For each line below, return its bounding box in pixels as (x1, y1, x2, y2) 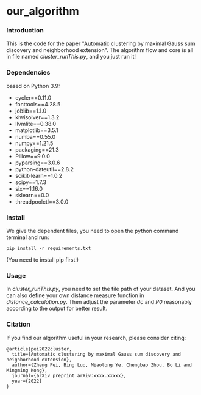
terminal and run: (6, 234, 49, 241)
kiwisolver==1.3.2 (15, 113, 60, 120)
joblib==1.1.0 (15, 107, 47, 114)
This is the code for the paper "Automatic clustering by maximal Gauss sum (6, 40, 196, 47)
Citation (6, 320, 30, 328)
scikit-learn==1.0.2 (15, 172, 63, 179)
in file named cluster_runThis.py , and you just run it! (6, 53, 136, 61)
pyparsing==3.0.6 (15, 159, 60, 166)
